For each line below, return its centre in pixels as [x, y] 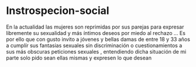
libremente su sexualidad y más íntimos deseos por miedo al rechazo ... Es [96, 33]
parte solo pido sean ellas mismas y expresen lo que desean [79, 58]
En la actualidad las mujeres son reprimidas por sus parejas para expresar [95, 27]
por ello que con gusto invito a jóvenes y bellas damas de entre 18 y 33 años [98, 39]
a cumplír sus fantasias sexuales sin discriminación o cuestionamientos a [94, 45]
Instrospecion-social [58, 11]
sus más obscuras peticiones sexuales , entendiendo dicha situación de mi [96, 51]
